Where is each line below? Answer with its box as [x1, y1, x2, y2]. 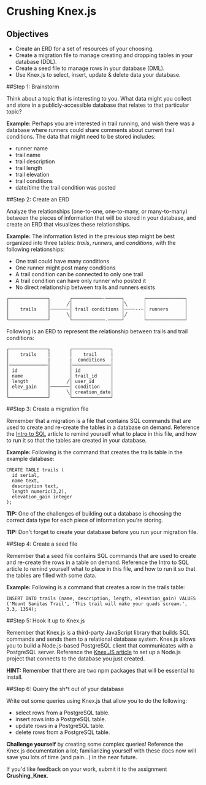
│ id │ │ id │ [6, 368, 114, 374]
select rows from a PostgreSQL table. [15, 709, 110, 716]
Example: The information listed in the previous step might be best [6, 233, 175, 240]
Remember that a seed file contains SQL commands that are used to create [6, 552, 196, 559]
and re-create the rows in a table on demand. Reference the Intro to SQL [6, 559, 189, 566]
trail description [15, 158, 55, 165]
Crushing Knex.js [6, 4, 97, 18]
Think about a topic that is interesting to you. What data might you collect [6, 95, 191, 102]
